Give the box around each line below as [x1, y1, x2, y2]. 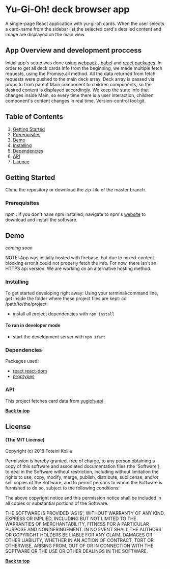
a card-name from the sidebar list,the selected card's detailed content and [5, 26, 161, 32]
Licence [12, 158, 30, 164]
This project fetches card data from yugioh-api [5, 398, 103, 404]
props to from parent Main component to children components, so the [5, 81, 152, 87]
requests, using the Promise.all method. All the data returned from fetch [5, 70, 156, 77]
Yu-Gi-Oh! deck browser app [5, 4, 130, 15]
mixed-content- [123, 255, 156, 261]
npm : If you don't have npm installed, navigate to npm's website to [5, 211, 146, 217]
